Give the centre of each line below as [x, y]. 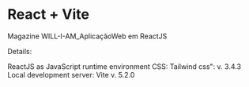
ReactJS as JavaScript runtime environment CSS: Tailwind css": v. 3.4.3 [124, 66]
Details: [20, 51]
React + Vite [49, 14]
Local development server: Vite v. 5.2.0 [71, 74]
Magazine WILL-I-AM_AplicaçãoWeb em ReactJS [87, 36]
